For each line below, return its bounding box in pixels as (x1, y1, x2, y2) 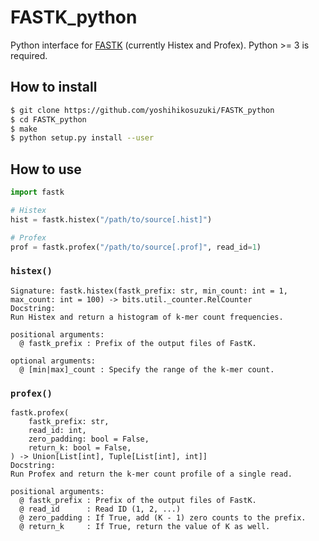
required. (10, 49, 48, 61)
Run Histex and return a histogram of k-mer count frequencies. (10, 312, 284, 322)
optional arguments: (10, 356, 97, 366)
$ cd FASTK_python (10, 114, 87, 125)
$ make (10, 124, 38, 134)
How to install (10, 79, 98, 96)
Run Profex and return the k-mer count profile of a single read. (10, 469, 293, 480)
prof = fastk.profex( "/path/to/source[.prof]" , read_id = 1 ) (10, 242, 262, 252)
